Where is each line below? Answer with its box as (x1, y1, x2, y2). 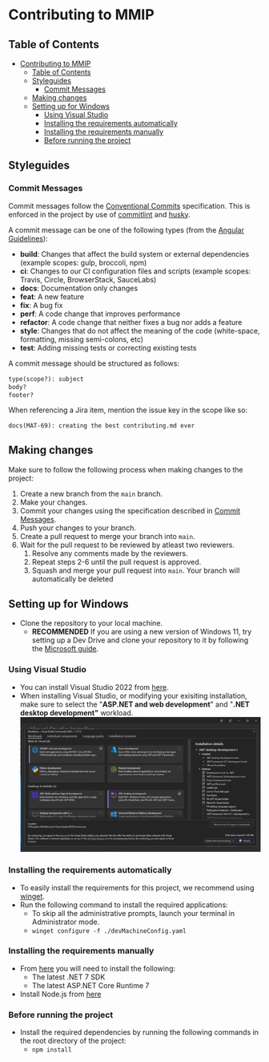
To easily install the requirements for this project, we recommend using (19, 882, 255, 892)
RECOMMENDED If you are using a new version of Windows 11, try (31, 627, 252, 637)
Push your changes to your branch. (19, 523, 137, 533)
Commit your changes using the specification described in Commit (19, 505, 241, 515)
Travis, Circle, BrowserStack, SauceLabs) (19, 274, 157, 284)
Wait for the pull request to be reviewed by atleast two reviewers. (19, 540, 235, 549)
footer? (8, 391, 34, 399)
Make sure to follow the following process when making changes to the (8, 464, 243, 474)
